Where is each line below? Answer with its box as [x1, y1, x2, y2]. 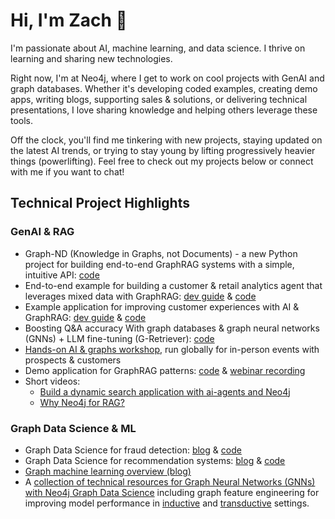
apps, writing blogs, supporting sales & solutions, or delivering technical [10, 93, 308, 105]
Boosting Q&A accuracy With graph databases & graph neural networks [24, 322, 320, 334]
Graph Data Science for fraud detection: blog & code [24, 444, 242, 456]
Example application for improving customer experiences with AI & [24, 300, 300, 313]
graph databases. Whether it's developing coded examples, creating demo [10, 82, 318, 94]
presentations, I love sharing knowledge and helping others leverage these [10, 104, 318, 116]
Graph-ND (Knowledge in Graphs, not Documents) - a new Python [24, 247, 298, 259]
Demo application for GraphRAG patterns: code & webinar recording [24, 364, 306, 376]
